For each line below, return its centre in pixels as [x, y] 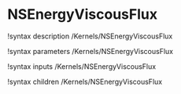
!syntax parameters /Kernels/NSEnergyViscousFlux [90, 51]
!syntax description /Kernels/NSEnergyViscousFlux [90, 36]
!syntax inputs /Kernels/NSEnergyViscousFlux [82, 66]
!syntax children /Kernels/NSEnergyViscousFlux [85, 81]
